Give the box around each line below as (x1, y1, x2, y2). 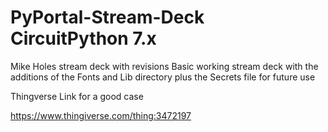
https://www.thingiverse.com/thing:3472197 (10, 109, 192, 121)
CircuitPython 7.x (10, 27, 157, 50)
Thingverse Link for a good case (10, 90, 144, 102)
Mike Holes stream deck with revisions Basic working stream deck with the (10, 60, 319, 72)
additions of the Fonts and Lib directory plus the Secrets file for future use (10, 71, 316, 83)
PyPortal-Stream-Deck (10, 6, 205, 29)
